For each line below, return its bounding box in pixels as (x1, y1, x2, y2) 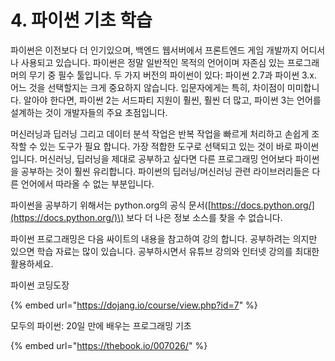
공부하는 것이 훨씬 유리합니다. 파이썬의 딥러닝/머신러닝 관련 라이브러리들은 (20, 165, 310, 177)
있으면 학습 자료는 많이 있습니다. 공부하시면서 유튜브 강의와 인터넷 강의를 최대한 (10, 245, 320, 257)
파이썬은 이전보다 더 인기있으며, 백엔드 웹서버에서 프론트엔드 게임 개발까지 (10, 44, 299, 56)
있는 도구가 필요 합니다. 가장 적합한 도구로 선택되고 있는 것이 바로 (39, 140, 293, 152)
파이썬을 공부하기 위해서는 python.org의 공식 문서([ (10, 199, 212, 211)
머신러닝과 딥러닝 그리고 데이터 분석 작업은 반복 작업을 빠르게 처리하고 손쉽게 (10, 127, 310, 140)
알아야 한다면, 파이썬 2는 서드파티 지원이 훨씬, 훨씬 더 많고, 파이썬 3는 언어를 (23, 94, 322, 106)
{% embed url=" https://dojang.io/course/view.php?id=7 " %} (10, 299, 258, 311)
